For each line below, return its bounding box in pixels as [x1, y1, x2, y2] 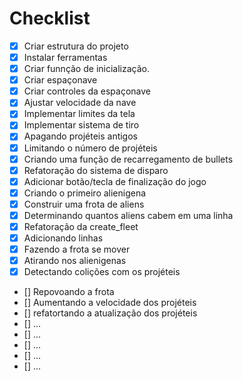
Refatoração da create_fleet [23, 220, 139, 232]
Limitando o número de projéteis [23, 142, 158, 154]
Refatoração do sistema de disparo [23, 164, 169, 176]
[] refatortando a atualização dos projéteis [23, 307, 198, 319]
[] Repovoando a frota [23, 286, 115, 298]
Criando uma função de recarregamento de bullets [23, 153, 234, 165]
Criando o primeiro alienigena [23, 187, 147, 199]
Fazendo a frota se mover [23, 243, 131, 256]
